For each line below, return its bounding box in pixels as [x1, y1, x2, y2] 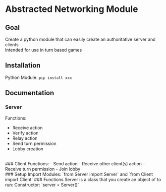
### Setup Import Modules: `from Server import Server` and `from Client [5, 171, 153, 177]
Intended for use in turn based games [5, 47, 82, 53]
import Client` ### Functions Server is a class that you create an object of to [5, 176, 161, 182]
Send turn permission [12, 140, 56, 146]
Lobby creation [12, 145, 44, 152]
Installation [5, 61, 41, 70]
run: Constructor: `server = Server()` [5, 182, 79, 188]
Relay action [12, 135, 38, 141]
